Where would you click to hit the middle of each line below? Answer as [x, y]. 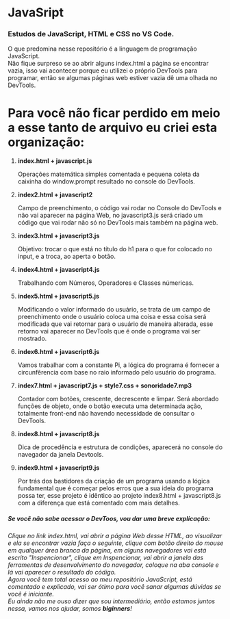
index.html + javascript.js [55, 161]
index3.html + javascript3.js [59, 236]
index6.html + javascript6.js [59, 352]
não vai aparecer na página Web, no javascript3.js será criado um [110, 215]
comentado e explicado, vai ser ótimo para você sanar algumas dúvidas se [115, 587]
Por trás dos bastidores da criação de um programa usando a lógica [114, 481]
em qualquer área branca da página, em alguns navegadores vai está [107, 551]
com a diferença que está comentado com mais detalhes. [99, 503]
